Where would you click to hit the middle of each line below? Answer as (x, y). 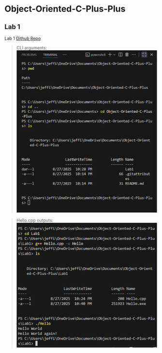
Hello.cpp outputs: (35, 220)
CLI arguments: (31, 48)
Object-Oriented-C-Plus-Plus (65, 9)
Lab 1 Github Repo (23, 38)
